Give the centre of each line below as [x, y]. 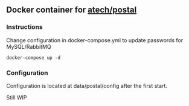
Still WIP [17, 97]
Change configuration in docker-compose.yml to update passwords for [94, 40]
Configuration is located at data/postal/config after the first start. [87, 86]
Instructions [25, 27]
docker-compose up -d [34, 58]
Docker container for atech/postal [72, 10]
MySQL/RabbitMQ [29, 46]
